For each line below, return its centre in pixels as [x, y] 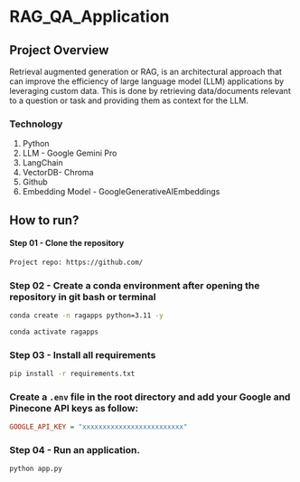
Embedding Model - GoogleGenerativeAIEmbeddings [121, 192]
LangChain [42, 163]
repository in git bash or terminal [83, 297]
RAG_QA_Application [89, 17]
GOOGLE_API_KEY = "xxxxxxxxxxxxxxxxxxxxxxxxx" [98, 427]
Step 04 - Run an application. [75, 450]
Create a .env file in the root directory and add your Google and [150, 397]
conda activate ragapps [54, 332]
